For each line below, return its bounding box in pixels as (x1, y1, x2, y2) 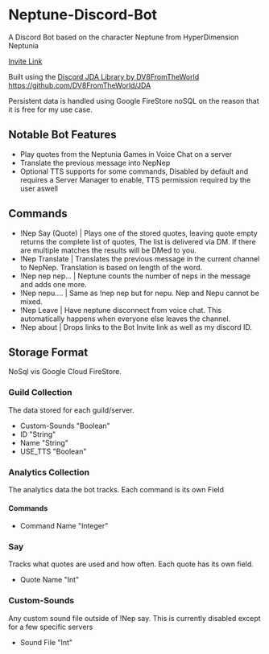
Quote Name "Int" (19, 575, 80, 585)
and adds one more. (19, 279, 87, 289)
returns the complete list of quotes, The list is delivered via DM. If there (19, 237, 256, 246)
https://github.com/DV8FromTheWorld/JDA (8, 80, 151, 90)
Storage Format (8, 345, 89, 359)
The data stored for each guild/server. (8, 405, 134, 415)
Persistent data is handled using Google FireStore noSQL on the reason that (8, 96, 259, 105)
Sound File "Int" (19, 637, 73, 647)
